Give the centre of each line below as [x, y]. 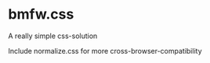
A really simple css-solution [53, 36]
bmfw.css [41, 14]
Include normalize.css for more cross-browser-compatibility [105, 51]
